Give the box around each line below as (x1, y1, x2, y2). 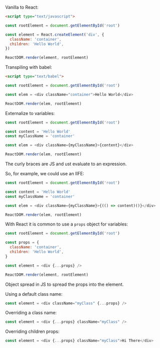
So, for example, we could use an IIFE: (5, 171, 84, 176)
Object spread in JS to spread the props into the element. (5, 281, 124, 287)
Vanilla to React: (5, 5, 39, 10)
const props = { (5, 240, 39, 245)
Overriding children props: (5, 328, 60, 334)
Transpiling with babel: (5, 64, 52, 70)
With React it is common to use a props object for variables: (5, 221, 128, 227)
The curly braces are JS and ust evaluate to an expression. (5, 161, 127, 167)
